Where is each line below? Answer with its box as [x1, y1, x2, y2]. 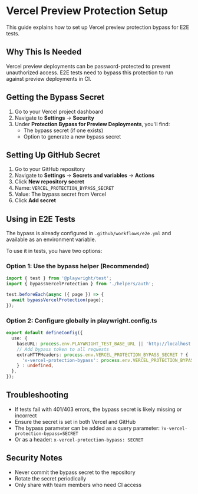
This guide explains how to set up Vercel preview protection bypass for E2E [6, 24, 190, 31]
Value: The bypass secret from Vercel [14, 190, 107, 198]
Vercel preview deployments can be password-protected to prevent [6, 62, 171, 70]
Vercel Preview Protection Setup [6, 4, 168, 18]
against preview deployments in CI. [6, 75, 91, 82]
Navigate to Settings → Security [14, 114, 94, 121]
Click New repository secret [14, 178, 84, 185]
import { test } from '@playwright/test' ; [6, 275, 112, 281]
